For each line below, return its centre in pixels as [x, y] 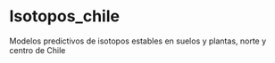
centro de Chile [37, 50]
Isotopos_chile [65, 16]
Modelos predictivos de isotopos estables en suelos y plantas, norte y [138, 41]
